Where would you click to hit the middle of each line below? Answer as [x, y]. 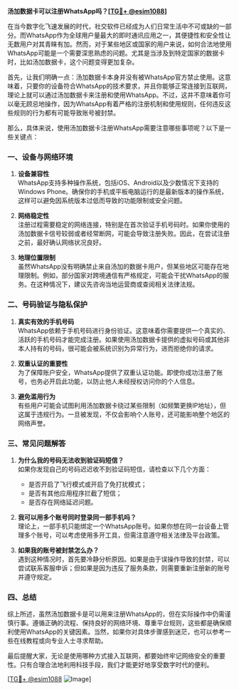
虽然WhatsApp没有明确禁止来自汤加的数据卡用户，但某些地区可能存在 [120, 267]
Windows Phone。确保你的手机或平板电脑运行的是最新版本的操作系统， [122, 192]
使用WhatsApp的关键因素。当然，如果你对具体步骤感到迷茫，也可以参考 [119, 632]
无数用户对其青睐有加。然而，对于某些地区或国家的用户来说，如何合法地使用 [119, 44]
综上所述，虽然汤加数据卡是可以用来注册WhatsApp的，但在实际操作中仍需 [116, 614]
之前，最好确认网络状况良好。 [61, 242]
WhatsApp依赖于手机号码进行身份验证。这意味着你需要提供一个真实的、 [123, 330]
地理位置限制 [36, 258]
